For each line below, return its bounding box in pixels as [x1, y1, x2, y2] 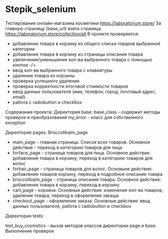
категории [12, 46, 35, 52]
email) [12, 94, 26, 100]
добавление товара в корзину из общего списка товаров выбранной [12, 40, 160, 46]
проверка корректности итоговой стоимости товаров [12, 83, 128, 89]
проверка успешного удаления [12, 78, 79, 84]
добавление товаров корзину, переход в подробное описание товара [12, 171, 163, 177]
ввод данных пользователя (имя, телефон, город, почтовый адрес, [12, 88, 157, 94]
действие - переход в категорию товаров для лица [12, 144, 122, 150]
